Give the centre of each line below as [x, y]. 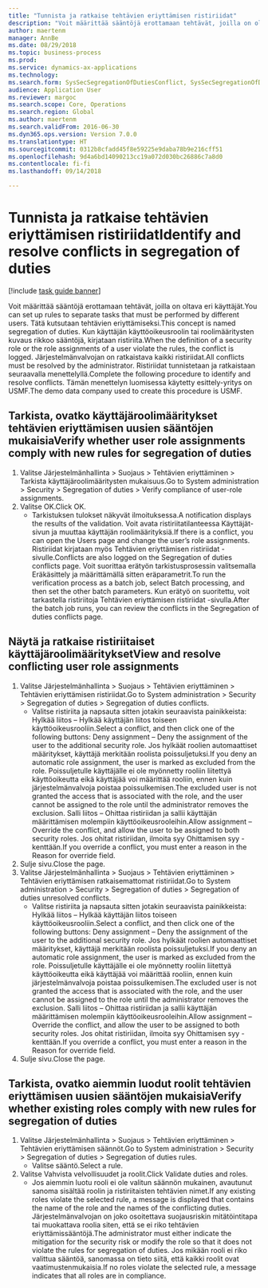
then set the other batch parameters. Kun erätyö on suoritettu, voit [141, 591]
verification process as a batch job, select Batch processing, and [138, 582]
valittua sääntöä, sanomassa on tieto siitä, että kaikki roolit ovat [135, 1259]
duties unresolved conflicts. [65, 897]
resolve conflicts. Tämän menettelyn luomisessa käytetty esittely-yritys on [130, 382]
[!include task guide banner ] [55, 290]
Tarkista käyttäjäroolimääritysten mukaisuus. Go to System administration [139, 481]
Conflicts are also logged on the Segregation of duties [144, 557]
